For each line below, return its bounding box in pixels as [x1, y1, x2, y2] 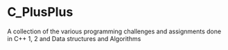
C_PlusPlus [7, 4, 73, 20]
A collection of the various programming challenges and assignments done [7, 27, 222, 35]
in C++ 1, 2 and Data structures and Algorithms [7, 34, 141, 42]
